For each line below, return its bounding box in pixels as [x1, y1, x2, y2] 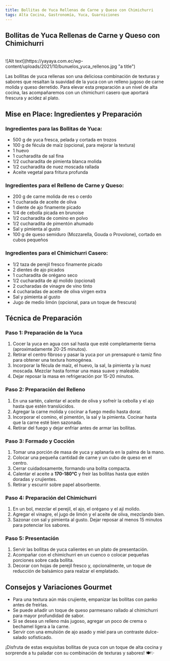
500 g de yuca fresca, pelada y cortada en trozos [12, 137, 117, 143]
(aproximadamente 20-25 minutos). [12, 346, 88, 352]
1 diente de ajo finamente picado [12, 205, 81, 211]
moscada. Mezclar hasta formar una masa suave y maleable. [12, 368, 140, 374]
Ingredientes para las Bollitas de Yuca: [5, 125, 103, 132]
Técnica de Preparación [5, 314, 82, 322]
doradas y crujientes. [12, 476, 58, 482]
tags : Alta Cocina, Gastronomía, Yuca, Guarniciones [5, 12, 120, 17]
